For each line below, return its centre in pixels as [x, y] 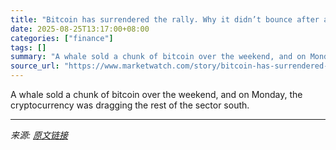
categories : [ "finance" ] [62, 38]
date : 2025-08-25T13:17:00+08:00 [80, 29]
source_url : [35, 66]
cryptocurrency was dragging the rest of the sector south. [130, 105]
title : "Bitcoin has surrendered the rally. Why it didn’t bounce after [165, 19]
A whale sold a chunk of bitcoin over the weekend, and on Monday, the [156, 94]
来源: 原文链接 [39, 135]
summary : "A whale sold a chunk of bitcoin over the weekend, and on [158, 57]
